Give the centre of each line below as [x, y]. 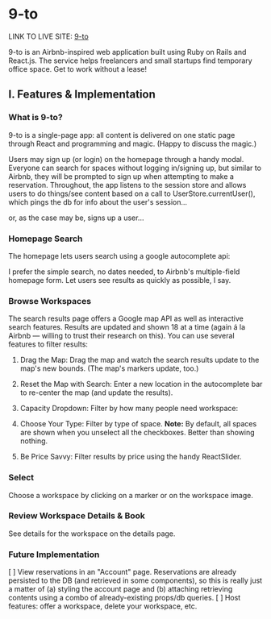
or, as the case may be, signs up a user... [76, 218]
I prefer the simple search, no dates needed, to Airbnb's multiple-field [124, 272]
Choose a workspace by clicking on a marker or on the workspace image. [131, 495]
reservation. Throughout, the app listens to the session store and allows [127, 185]
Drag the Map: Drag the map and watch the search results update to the [140, 360]
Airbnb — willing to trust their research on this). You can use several [122, 336]
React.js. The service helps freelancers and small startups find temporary [130, 60]
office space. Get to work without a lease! [78, 69]
